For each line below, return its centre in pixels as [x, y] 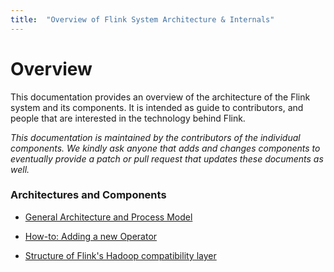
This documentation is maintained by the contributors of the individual [155, 137]
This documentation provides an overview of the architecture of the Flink [160, 97]
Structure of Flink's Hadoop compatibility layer [120, 255]
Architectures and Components [88, 195]
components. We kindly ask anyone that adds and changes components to [165, 148]
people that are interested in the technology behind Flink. [128, 118]
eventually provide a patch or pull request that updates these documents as [167, 158]
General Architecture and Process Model [108, 217]
